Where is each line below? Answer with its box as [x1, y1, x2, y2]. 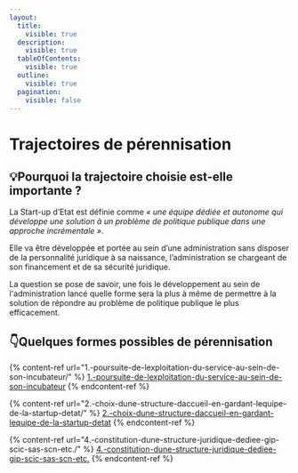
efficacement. [9, 308, 60, 318]
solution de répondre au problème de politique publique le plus [9, 298, 240, 309]
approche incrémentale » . [9, 226, 104, 236]
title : [17, 21, 42, 30]
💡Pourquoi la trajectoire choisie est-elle [9, 169, 233, 184]
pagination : [17, 87, 62, 96]
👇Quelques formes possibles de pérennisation [9, 334, 273, 349]
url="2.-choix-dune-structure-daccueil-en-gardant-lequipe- [66, 398, 287, 409]
